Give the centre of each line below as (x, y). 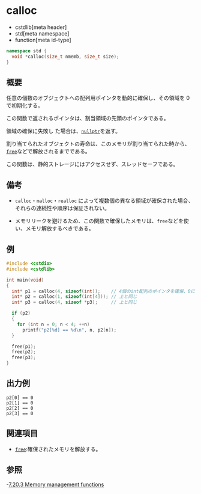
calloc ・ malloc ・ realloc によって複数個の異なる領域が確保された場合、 (104, 201)
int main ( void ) (25, 280)
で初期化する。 (25, 105)
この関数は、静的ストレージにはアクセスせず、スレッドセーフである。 (92, 164)
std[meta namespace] (42, 33)
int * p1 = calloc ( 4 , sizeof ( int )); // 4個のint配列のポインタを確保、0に (103, 291)
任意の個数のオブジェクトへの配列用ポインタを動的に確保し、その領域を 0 (98, 98)
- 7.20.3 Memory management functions (55, 484)
